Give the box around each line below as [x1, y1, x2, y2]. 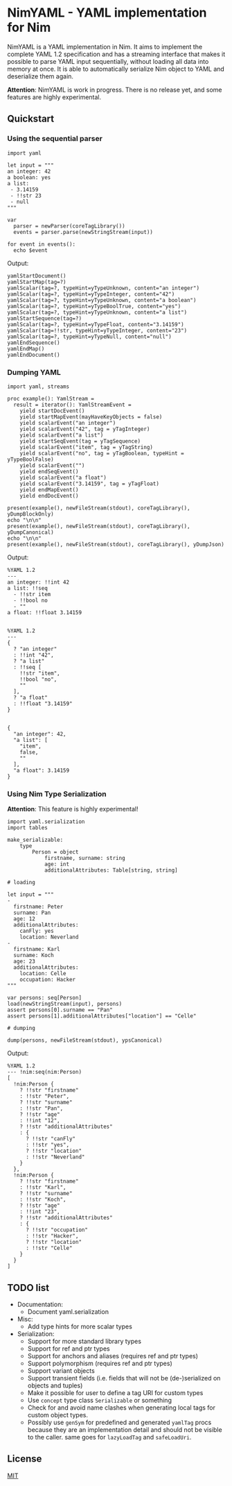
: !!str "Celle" [25, 1244, 73, 1252]
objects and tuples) [27, 1381, 83, 1390]
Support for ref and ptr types [27, 1344, 110, 1353]
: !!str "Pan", [19, 1105, 64, 1112]
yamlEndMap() [7, 345, 45, 352]
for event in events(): [7, 241, 76, 248]
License [7, 1453, 42, 1465]
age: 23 [13, 958, 36, 965]
